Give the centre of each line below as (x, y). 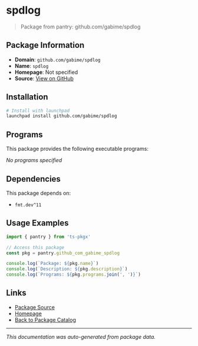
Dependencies (33, 179)
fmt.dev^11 (28, 205)
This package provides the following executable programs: (77, 149)
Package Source (34, 307)
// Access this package (35, 247)
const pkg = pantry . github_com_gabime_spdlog (63, 253)
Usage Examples (37, 223)
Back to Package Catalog (45, 319)
